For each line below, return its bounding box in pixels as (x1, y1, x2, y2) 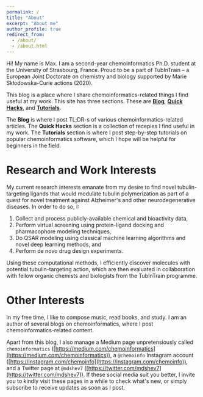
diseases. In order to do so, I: (6, 203, 79, 210)
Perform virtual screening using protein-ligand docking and (15, 221, 165, 228)
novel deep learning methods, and (15, 241, 102, 248)
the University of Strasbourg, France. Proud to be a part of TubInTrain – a (6, 66, 190, 73)
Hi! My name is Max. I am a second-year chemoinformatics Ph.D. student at (6, 59, 196, 67)
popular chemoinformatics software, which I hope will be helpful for (6, 135, 177, 142)
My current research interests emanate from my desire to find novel (6, 183, 176, 191)
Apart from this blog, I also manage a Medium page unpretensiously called (6, 338, 194, 346)
